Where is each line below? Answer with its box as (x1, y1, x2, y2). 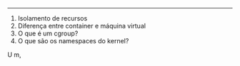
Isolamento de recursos (17, 14, 88, 22)
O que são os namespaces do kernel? (17, 37, 129, 45)
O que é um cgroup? (17, 29, 79, 38)
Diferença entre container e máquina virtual (17, 22, 146, 30)
